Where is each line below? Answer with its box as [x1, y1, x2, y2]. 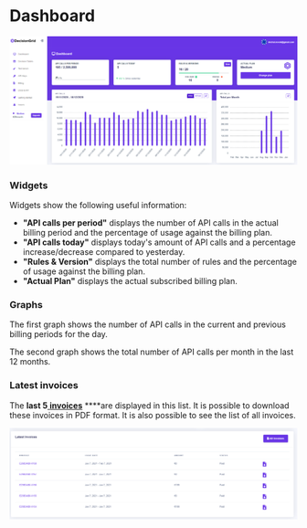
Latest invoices [9, 379, 79, 392]
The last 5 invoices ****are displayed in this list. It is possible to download [9, 399, 290, 411]
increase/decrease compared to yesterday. [22, 247, 185, 258]
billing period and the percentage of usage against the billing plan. [22, 227, 272, 238]
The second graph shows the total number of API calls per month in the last [9, 346, 294, 357]
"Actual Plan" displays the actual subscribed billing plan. [22, 276, 238, 287]
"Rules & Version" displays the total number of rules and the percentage [22, 257, 297, 268]
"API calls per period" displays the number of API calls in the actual [22, 217, 279, 228]
